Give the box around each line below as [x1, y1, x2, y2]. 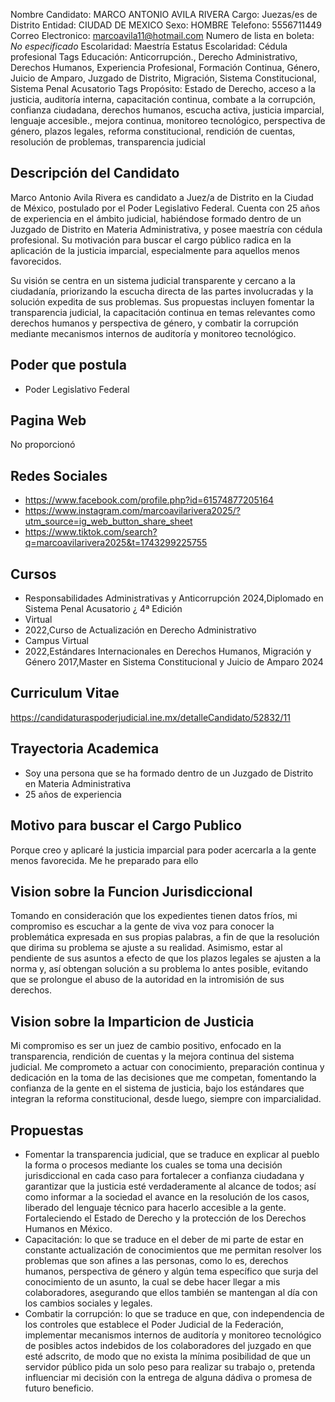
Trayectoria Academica [10, 740, 160, 758]
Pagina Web [10, 412, 87, 429]
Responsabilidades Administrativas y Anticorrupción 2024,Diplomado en [24, 592, 324, 604]
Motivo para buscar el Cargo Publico [10, 817, 242, 834]
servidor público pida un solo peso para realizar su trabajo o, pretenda [24, 1360, 316, 1373]
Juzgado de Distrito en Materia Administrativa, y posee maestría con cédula [10, 223, 323, 235]
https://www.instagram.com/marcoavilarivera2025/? [24, 505, 241, 517]
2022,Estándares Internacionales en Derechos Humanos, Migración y [24, 645, 312, 658]
